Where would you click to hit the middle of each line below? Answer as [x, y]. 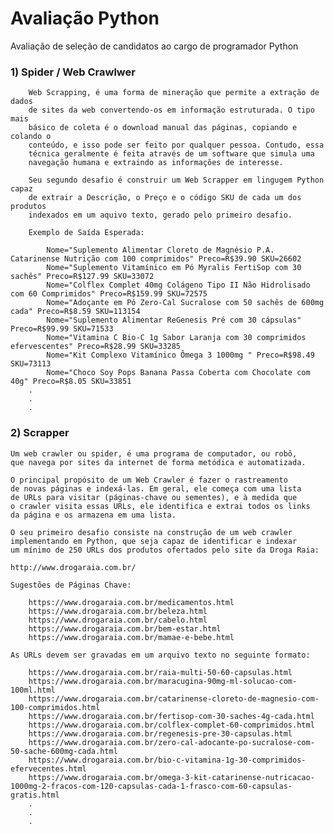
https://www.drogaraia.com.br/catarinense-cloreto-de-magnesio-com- [174, 698]
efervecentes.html [48, 768]
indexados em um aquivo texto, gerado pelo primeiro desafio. [160, 215]
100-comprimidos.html [55, 707]
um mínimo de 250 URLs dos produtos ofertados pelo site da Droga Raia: [165, 550]
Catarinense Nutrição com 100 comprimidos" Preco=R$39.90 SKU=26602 [156, 259]
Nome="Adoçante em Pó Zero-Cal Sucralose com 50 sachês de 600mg [185, 303]
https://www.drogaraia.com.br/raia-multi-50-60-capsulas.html [160, 672]
